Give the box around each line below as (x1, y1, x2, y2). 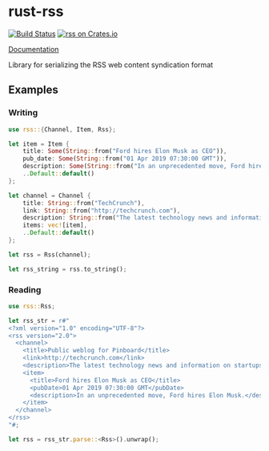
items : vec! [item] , (22, 221, 88, 230)
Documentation (8, 44, 59, 54)
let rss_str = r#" (8, 316, 70, 324)
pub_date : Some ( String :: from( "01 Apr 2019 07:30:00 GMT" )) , (22, 155, 227, 163)
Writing (8, 107, 38, 119)
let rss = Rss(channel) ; (8, 251, 91, 259)
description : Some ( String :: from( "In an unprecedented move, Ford (22, 163, 246, 171)
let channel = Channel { (8, 191, 91, 199)
